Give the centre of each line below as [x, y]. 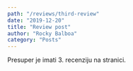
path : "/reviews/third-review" [53, 14]
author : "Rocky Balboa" [42, 33]
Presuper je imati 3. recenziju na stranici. [66, 60]
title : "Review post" [39, 27]
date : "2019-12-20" [36, 20]
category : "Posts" [34, 40]
